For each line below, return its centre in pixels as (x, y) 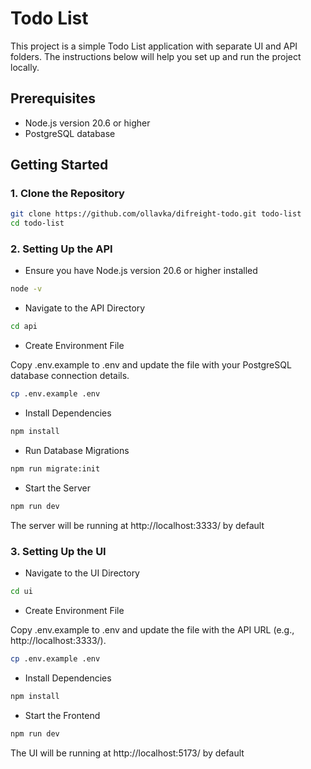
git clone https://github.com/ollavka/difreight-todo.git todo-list (156, 214)
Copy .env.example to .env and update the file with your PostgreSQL (151, 365)
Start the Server (57, 488)
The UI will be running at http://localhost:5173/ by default (127, 753)
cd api (24, 327)
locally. (25, 67)
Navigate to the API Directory (85, 308)
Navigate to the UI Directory (82, 573)
